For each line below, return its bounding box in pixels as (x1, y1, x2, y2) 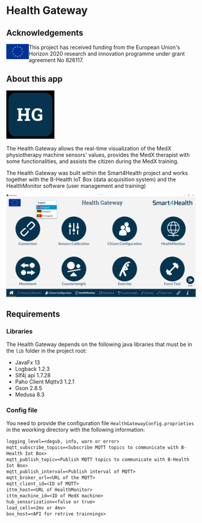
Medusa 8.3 (14, 391, 45, 399)
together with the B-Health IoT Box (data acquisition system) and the (6, 176, 176, 183)
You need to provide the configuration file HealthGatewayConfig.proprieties (6, 420, 194, 427)
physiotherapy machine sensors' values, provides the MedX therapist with (6, 151, 190, 158)
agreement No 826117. (29, 57, 84, 63)
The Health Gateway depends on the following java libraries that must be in (6, 341, 192, 348)
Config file (6, 406, 38, 414)
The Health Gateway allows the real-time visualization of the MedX (6, 144, 171, 152)
